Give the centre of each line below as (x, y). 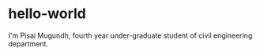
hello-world (47, 14)
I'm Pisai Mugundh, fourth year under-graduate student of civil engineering (130, 35)
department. (28, 43)
